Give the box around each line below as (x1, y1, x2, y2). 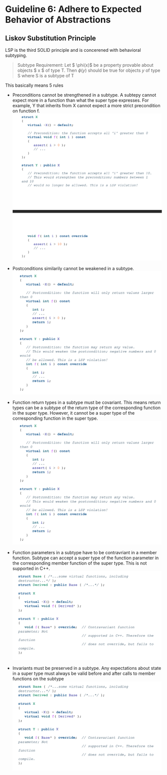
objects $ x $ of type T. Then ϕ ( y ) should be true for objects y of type (17, 67, 161, 73)
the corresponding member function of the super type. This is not (12, 560, 147, 566)
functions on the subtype (12, 676, 64, 682)
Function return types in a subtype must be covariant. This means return (12, 400, 161, 406)
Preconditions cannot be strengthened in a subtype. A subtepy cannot (12, 92, 157, 98)
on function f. (12, 108, 40, 114)
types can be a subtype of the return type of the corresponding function (12, 405, 161, 411)
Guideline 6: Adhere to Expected (5, 3, 142, 15)
